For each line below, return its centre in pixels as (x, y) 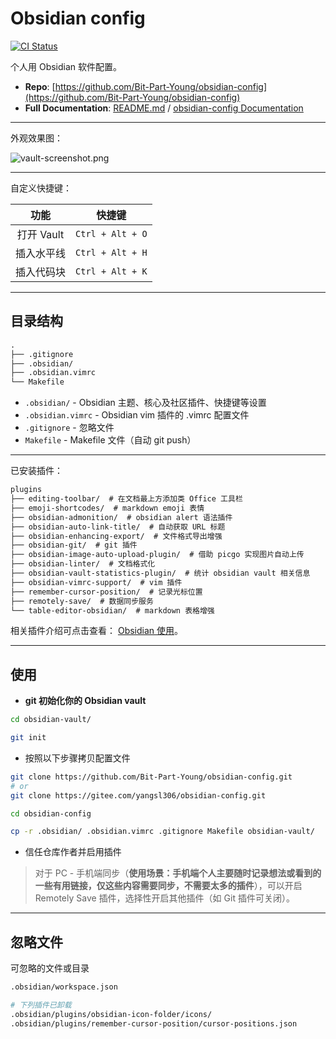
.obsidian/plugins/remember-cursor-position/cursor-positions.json (154, 1023)
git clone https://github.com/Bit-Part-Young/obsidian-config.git (151, 777)
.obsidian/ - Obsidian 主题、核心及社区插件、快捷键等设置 (145, 403)
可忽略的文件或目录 (50, 968)
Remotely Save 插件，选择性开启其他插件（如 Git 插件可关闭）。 (164, 898)
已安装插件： (36, 471)
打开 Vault (40, 234)
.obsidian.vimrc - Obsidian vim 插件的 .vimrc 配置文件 (137, 415)
